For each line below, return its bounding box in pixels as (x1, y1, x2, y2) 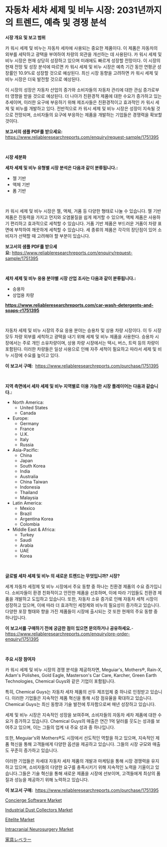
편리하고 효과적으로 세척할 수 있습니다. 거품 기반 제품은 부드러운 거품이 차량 (10, 220, 157, 226)
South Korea (19, 463, 46, 469)
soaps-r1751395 (5, 307, 40, 313)
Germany (19, 420, 39, 426)
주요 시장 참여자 (5, 656, 36, 662)
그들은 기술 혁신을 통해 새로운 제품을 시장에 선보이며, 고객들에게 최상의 (18, 770, 156, 776)
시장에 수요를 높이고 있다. (10, 352, 60, 358)
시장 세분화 (5, 154, 26, 160)
